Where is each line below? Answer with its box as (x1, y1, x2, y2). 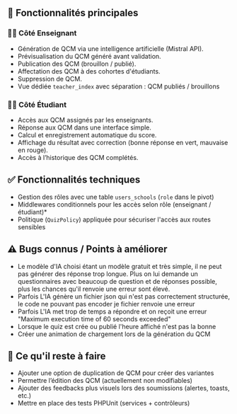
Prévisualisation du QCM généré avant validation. (17, 52, 161, 60)
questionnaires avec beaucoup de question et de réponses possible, (17, 277, 218, 285)
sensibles (17, 222, 46, 231)
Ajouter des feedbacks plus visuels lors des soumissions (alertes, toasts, (17, 384, 230, 393)
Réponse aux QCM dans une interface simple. (17, 123, 152, 132)
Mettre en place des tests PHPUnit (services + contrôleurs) (17, 399, 190, 408)
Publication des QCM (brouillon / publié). (17, 59, 137, 68)
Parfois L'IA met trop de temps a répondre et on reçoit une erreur (17, 307, 207, 316)
